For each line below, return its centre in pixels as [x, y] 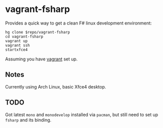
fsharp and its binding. [28, 120]
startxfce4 [16, 49]
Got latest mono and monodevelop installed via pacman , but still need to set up [82, 114]
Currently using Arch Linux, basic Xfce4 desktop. [56, 86]
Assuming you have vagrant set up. [42, 59]
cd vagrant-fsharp [24, 36]
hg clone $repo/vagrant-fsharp [38, 32]
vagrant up [16, 41]
